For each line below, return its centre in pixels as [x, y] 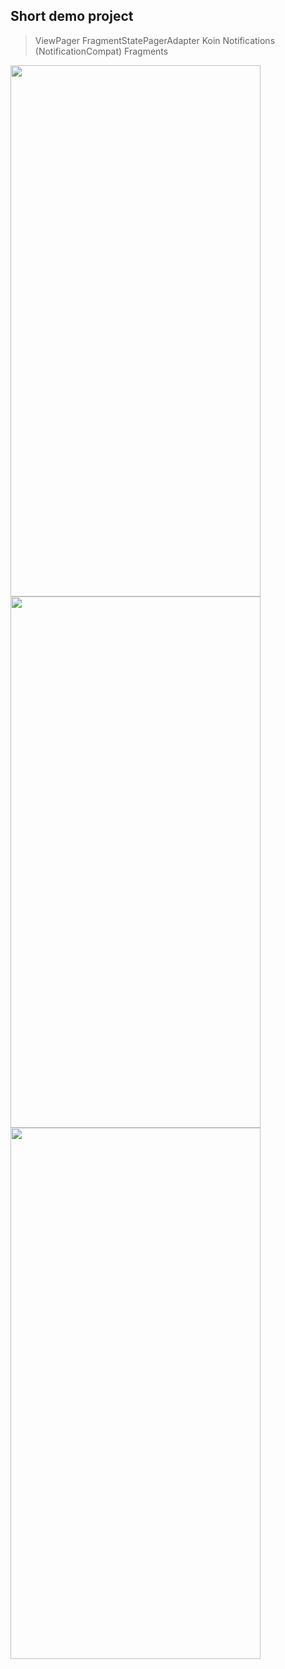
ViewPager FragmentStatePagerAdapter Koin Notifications [155, 40]
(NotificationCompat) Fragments [101, 51]
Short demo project [72, 16]
